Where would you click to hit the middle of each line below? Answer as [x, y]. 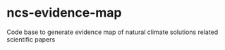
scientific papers [31, 39]
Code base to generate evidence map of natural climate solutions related [112, 32]
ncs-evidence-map [64, 13]
